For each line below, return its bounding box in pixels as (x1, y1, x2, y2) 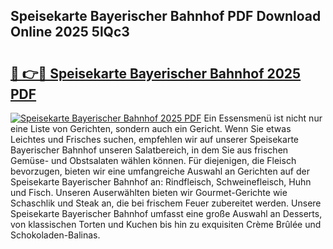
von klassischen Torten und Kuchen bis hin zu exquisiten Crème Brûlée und (10, 219, 322, 230)
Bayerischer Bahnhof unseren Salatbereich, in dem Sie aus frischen (10, 144, 289, 156)
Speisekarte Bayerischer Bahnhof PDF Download (10, 8, 322, 25)
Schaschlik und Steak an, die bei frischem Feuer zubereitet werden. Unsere (10, 197, 322, 209)
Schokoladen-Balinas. (10, 229, 101, 241)
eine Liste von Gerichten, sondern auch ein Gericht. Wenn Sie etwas (10, 123, 292, 134)
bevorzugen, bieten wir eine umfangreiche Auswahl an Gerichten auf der (10, 165, 310, 177)
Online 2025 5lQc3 (10, 24, 130, 41)
